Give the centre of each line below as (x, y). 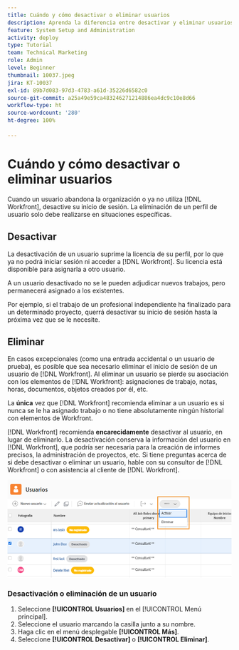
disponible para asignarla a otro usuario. (67, 269)
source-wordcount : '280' (44, 113)
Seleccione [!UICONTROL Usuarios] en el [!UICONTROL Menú (109, 609)
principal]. (32, 616)
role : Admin (25, 61)
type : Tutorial (30, 45)
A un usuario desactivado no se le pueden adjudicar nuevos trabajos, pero (116, 283)
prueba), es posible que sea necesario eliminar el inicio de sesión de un (112, 367)
